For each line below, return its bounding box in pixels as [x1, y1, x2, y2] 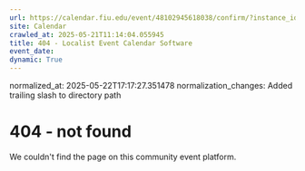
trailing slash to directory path [9, 90, 122, 100]
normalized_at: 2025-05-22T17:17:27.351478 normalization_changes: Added [9, 81, 293, 90]
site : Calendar [9, 22, 67, 31]
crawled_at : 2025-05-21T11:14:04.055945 [9, 30, 165, 39]
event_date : [9, 47, 54, 56]
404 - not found [9, 121, 132, 142]
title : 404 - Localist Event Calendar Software [9, 38, 193, 48]
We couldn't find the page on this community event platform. [9, 151, 237, 162]
